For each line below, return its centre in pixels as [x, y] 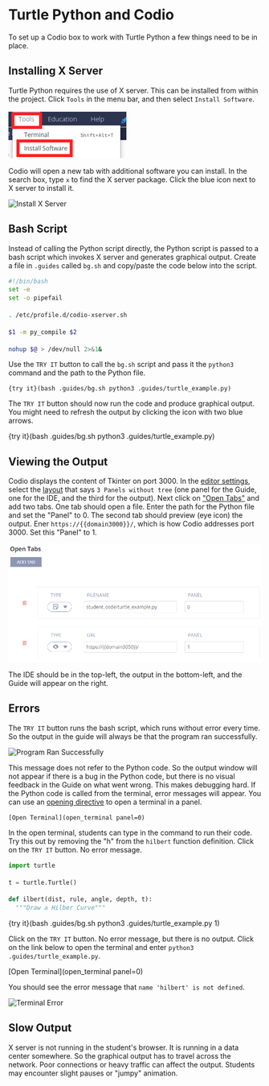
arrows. [21, 421]
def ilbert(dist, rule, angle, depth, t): [80, 899]
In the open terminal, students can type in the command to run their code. [130, 832]
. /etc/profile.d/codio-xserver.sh [68, 316]
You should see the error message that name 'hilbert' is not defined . [126, 987]
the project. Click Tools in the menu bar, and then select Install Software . [131, 99]
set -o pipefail [35, 298]
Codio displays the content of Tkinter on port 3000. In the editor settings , [129, 481]
